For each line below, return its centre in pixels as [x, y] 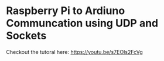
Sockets [26, 36]
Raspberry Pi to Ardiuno [66, 11]
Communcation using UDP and [82, 23]
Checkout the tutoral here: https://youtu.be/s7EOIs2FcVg [75, 52]
